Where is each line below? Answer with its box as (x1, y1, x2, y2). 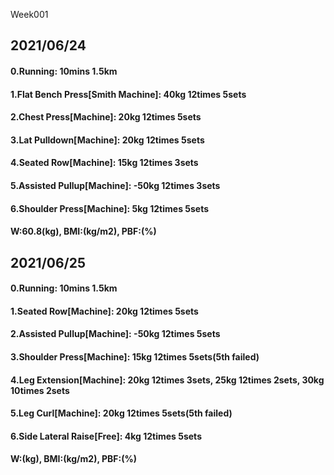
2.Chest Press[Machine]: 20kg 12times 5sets (10, 111, 202, 123)
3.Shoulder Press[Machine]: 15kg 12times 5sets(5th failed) (10, 350, 260, 363)
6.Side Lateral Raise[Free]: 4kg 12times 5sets (10, 430, 202, 442)
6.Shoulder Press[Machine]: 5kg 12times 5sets (10, 202, 210, 214)
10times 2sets (10, 384, 70, 396)
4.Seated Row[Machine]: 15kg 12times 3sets (10, 157, 199, 169)
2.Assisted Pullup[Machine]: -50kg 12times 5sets (10, 328, 221, 340)
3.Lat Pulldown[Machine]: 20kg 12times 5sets (10, 134, 205, 146)
